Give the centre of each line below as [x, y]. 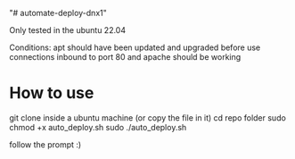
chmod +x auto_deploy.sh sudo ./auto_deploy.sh [98, 127]
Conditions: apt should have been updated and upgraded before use [135, 47]
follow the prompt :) [45, 144]
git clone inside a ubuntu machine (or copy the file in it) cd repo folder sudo [148, 117]
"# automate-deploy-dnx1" [58, 13]
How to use [52, 93]
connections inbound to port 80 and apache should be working [125, 57]
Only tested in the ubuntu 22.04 [68, 30]
